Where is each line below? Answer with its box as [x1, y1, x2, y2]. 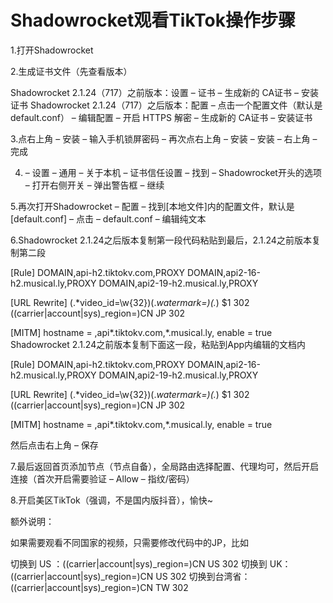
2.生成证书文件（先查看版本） [10, 65, 133, 77]
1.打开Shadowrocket [10, 44, 94, 56]
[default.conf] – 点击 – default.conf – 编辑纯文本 [10, 212, 207, 225]
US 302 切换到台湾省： [155, 570, 251, 582]
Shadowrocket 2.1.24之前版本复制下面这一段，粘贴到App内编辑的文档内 [10, 338, 307, 350]
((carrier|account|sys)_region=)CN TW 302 [10, 581, 189, 593]
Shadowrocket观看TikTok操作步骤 [10, 9, 297, 32]
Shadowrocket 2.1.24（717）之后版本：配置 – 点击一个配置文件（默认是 [29, 99, 323, 111]
